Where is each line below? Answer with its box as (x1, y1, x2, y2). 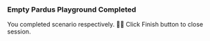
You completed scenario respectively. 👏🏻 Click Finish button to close (7, 20, 203, 29)
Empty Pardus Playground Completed (7, 5, 137, 14)
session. (7, 27, 31, 36)
